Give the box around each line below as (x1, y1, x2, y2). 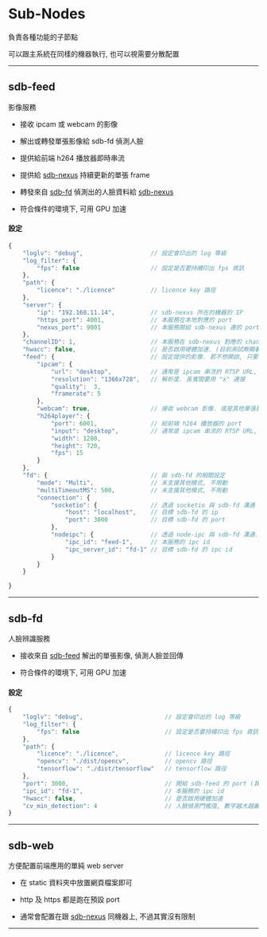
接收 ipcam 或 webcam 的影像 (19, 119, 118, 128)
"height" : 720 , (50, 441, 102, 450)
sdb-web (8, 838, 54, 853)
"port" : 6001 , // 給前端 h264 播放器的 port (50, 419, 242, 427)
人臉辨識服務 (8, 634, 50, 644)
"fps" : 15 (50, 449, 83, 457)
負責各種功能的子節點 (8, 32, 78, 41)
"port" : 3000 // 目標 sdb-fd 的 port (64, 516, 226, 524)
